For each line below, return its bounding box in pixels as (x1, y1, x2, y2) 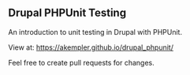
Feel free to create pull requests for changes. (8, 58, 155, 67)
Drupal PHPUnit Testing (8, 6, 127, 20)
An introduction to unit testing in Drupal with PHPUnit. (8, 27, 183, 36)
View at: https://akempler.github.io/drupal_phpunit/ (8, 43, 173, 52)
